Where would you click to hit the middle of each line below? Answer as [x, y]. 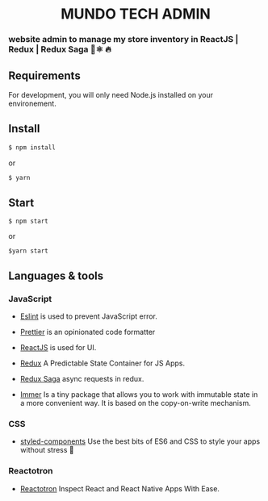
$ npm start [28, 221]
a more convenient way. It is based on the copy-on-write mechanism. [136, 403]
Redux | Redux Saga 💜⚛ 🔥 [60, 49]
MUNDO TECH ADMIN [136, 14]
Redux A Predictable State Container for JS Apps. [103, 363]
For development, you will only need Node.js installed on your [111, 94]
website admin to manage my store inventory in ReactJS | [124, 40]
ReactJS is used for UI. [58, 347]
